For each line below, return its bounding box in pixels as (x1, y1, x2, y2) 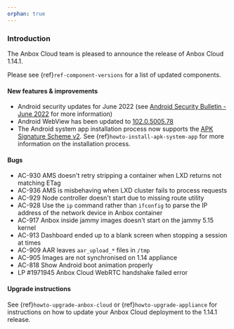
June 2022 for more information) (17, 110, 113, 118)
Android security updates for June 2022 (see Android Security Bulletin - (17, 103, 227, 111)
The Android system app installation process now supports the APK (17, 124, 214, 134)
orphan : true (7, 10, 46, 18)
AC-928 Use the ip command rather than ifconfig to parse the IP (17, 201, 208, 209)
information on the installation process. (17, 140, 131, 148)
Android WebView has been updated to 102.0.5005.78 (17, 117, 174, 126)
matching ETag (17, 179, 61, 187)
